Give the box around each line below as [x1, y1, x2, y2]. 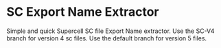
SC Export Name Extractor [6, 4, 159, 20]
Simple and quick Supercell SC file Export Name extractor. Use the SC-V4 [6, 27, 215, 35]
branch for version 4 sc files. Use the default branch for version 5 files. [6, 34, 207, 42]
